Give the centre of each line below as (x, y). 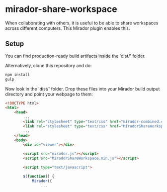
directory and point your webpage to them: (49, 94)
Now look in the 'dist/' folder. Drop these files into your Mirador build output (83, 89)
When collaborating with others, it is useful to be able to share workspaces (82, 23)
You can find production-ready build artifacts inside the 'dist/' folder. (75, 56)
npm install (17, 75)
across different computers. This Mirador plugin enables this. (68, 28)
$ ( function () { (39, 176)
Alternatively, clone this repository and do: (48, 65)
